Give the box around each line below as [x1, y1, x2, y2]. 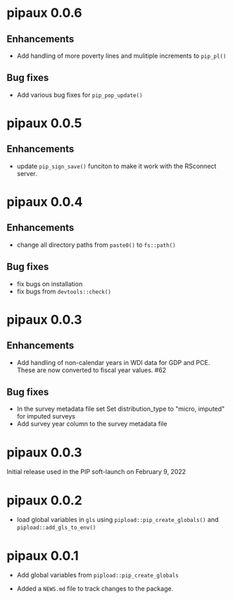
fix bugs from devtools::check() [16, 287, 112, 295]
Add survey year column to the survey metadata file [16, 420, 168, 428]
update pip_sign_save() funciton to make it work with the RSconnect [16, 162, 217, 170]
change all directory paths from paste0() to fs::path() [16, 241, 176, 249]
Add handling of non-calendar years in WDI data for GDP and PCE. [16, 358, 210, 366]
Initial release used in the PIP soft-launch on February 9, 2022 [6, 468, 187, 476]
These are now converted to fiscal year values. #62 [16, 366, 167, 374]
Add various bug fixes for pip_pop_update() [16, 90, 143, 99]
